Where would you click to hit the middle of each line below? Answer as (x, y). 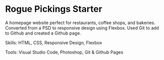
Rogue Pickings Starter (54, 9)
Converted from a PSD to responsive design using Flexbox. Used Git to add (82, 28)
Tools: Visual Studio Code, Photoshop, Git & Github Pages (64, 52)
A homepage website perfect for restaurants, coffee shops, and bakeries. (80, 23)
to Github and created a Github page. (43, 33)
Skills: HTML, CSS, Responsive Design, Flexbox (54, 42)
